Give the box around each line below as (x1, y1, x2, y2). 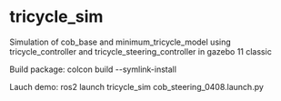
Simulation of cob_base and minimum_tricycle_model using (9, 36, 232, 47)
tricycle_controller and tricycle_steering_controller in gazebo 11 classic (9, 45, 273, 56)
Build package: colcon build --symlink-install (9, 64, 177, 75)
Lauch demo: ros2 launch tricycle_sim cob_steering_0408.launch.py (9, 81, 264, 92)
